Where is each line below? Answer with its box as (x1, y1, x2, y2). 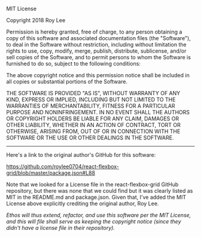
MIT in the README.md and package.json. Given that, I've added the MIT (6, 194, 187, 200)
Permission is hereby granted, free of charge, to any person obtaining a (6, 28, 182, 35)
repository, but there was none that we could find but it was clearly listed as (6, 187, 193, 194)
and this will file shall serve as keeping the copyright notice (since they (6, 218, 181, 225)
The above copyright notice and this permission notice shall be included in (6, 72, 190, 78)
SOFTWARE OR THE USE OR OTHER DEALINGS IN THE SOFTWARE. (6, 134, 174, 141)
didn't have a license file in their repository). (6, 224, 115, 231)
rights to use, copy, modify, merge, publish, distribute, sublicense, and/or (6, 47, 187, 54)
